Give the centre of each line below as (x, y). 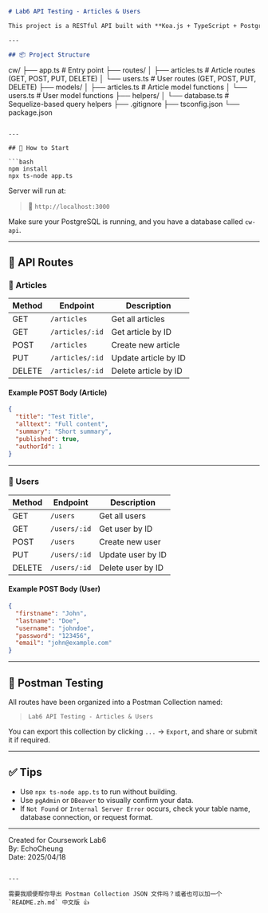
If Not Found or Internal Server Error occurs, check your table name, (135, 809)
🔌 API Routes (41, 262)
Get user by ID (126, 529)
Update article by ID (148, 358)
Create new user (130, 541)
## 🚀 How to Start (39, 148)
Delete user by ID (131, 568)
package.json (31, 112)
